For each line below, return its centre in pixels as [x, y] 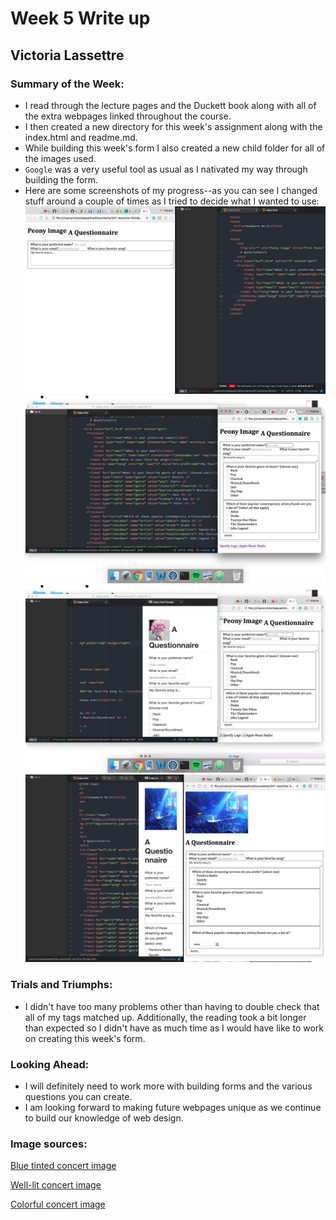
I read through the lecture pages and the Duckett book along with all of [170, 105]
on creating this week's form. [85, 1038]
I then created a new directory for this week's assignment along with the [173, 126]
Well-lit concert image [56, 1185]
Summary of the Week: [67, 84]
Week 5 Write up [80, 18]
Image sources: [49, 1144]
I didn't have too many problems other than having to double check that [172, 1006]
